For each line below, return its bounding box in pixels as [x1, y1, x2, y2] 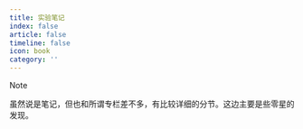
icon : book [9, 47, 51, 56]
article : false [9, 30, 67, 39]
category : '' [9, 55, 59, 64]
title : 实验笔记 [9, 13, 65, 23]
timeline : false [9, 38, 71, 48]
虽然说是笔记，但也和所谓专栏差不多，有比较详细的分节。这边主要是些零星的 [9, 98, 295, 109]
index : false [9, 22, 59, 31]
